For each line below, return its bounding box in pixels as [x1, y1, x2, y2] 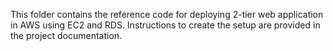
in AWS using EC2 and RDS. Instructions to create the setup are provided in [10, 19, 321, 31]
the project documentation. [10, 30, 123, 41]
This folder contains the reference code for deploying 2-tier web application [10, 9, 324, 20]
